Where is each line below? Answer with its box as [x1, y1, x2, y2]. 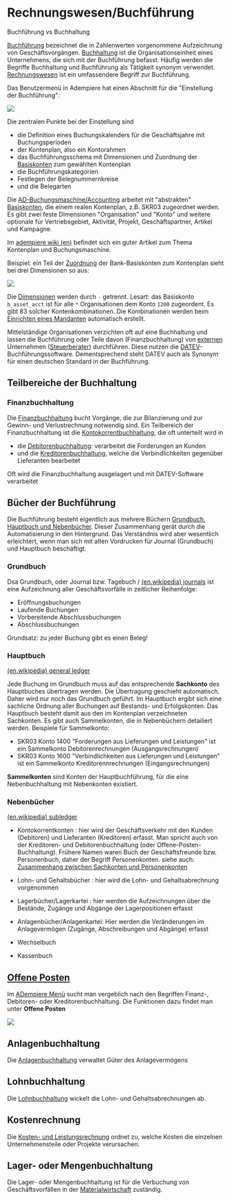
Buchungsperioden [16, 138, 71, 146]
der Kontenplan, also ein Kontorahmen [16, 145, 126, 153]
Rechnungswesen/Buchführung [7, 5, 195, 21]
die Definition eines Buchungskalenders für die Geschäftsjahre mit [16, 130, 205, 139]
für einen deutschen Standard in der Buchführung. [7, 357, 150, 365]
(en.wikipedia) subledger [7, 813, 78, 821]
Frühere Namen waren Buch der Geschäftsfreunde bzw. [58, 848, 217, 856]
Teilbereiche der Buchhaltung [7, 377, 137, 389]
